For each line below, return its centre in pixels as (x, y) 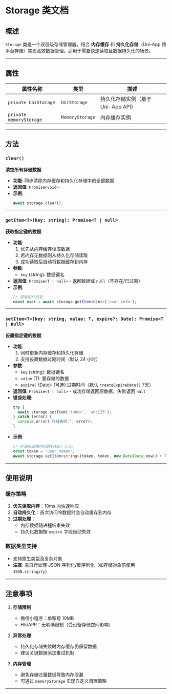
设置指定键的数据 (23, 335)
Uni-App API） (118, 107)
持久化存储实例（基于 (126, 99)
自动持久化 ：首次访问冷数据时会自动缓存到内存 (62, 512)
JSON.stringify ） (31, 571)
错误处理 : (22, 398)
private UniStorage (31, 102)
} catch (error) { (32, 417)
